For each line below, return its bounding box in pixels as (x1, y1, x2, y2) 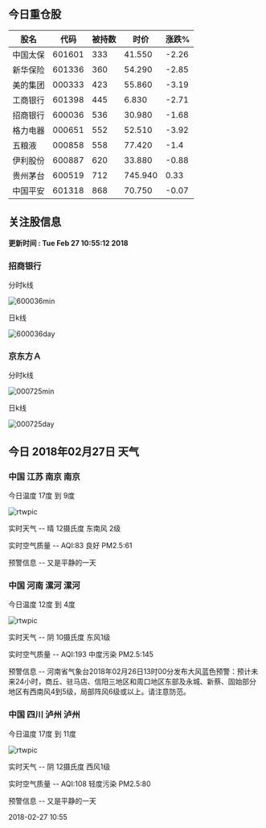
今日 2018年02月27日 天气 (8, 444, 139, 458)
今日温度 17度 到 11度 (8, 729, 76, 739)
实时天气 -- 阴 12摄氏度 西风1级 (8, 761, 111, 772)
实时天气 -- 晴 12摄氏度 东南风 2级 (8, 523, 121, 533)
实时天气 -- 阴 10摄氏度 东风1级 (8, 632, 111, 643)
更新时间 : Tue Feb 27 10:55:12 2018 (8, 238, 129, 248)
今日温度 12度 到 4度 (8, 600, 76, 610)
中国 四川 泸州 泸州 (8, 709, 80, 720)
